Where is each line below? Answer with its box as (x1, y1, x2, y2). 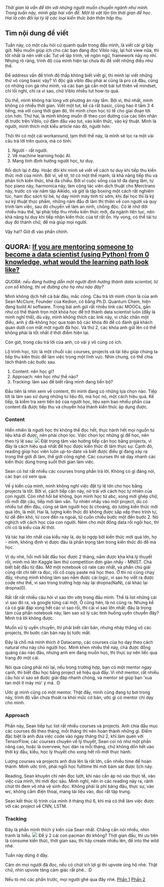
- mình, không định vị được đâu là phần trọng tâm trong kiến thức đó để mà (5, 539, 156, 545)
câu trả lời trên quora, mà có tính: (5, 138, 72, 144)
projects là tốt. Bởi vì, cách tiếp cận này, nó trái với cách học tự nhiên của (5, 488, 152, 494)
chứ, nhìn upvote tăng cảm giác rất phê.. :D (5, 867, 92, 873)
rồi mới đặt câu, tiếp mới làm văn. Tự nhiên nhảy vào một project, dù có (5, 498, 148, 504)
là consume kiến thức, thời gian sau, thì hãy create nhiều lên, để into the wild (5, 838, 159, 844)
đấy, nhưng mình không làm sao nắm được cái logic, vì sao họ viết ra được (5, 574, 154, 580)
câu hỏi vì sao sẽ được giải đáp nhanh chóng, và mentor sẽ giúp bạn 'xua (5, 675, 152, 680)
